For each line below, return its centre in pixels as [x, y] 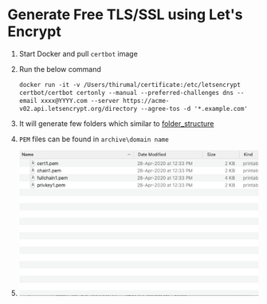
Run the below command [60, 69]
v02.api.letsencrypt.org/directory [78, 109]
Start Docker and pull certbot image [79, 53]
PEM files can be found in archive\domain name [94, 139]
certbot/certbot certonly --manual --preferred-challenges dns [126, 93]
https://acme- [146, 101]
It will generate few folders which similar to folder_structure [116, 123]
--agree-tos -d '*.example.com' [194, 109]
